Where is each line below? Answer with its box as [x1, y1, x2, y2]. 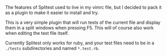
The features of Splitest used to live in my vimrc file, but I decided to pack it [5, 5, 162, 10]
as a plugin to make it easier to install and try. [5, 10, 99, 16]
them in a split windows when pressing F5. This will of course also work [5, 25, 154, 31]
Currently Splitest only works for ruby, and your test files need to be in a [5, 40, 154, 46]
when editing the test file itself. [5, 30, 69, 36]
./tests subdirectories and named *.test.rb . [5, 45, 100, 51]
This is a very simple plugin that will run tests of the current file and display [5, 20, 161, 25]
